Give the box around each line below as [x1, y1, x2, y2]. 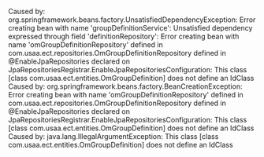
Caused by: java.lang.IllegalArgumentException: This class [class [8, 132, 219, 141]
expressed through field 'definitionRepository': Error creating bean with [8, 31, 240, 41]
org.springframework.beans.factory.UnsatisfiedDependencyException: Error [8, 15, 256, 24]
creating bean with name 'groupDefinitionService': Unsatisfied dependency [8, 24, 253, 32]
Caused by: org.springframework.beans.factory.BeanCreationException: [8, 82, 243, 91]
